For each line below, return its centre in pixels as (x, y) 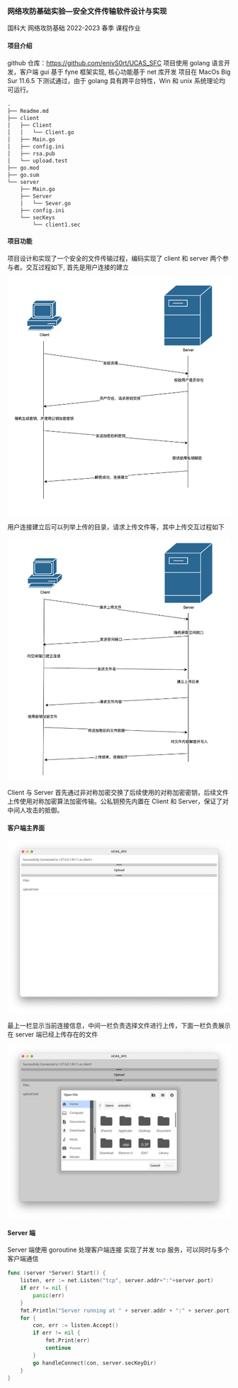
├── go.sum (23, 175)
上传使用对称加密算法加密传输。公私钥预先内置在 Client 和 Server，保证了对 (118, 801)
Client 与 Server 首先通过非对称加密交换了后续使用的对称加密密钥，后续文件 (118, 793)
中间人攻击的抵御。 (35, 810)
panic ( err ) (49, 1295)
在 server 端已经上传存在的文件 (52, 1034)
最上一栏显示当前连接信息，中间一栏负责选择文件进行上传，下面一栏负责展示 (119, 1026)
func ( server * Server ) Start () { (57, 1273)
